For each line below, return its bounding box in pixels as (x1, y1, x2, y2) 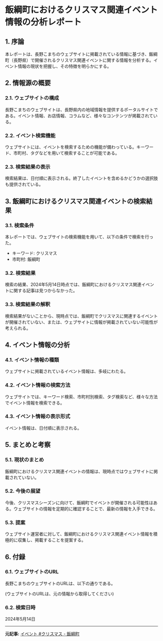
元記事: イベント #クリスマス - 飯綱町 (5, 631, 80, 637)
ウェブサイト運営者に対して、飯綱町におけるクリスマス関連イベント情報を (5, 531, 154, 537)
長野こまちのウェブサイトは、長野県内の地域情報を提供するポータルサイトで (5, 106, 158, 112)
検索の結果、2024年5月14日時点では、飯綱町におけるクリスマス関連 (5, 282, 142, 287)
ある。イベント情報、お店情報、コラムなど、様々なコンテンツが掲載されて (5, 113, 154, 118)
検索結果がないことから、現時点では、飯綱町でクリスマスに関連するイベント (5, 313, 158, 319)
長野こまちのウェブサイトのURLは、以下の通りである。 (5, 580, 115, 586)
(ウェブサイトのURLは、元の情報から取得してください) (5, 590, 114, 596)
